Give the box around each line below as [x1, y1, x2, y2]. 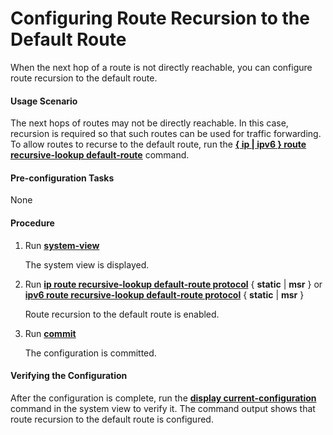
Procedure [10, 217, 55, 229]
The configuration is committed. [24, 347, 157, 359]
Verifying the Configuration [10, 370, 128, 382]
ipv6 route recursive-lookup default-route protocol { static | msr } [24, 288, 305, 301]
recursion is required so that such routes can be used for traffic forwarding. [10, 128, 322, 140]
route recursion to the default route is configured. [10, 413, 214, 425]
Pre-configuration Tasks [10, 172, 115, 184]
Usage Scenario [10, 95, 78, 107]
